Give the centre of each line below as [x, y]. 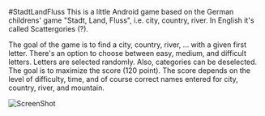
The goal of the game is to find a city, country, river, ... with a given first [128, 45]
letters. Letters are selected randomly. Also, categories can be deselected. [133, 62]
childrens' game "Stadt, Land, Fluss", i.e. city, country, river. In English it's [131, 20]
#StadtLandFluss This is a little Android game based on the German [121, 12]
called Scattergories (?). [49, 29]
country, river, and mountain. [57, 88]
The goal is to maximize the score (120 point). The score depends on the [130, 71]
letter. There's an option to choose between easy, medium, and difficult [128, 53]
